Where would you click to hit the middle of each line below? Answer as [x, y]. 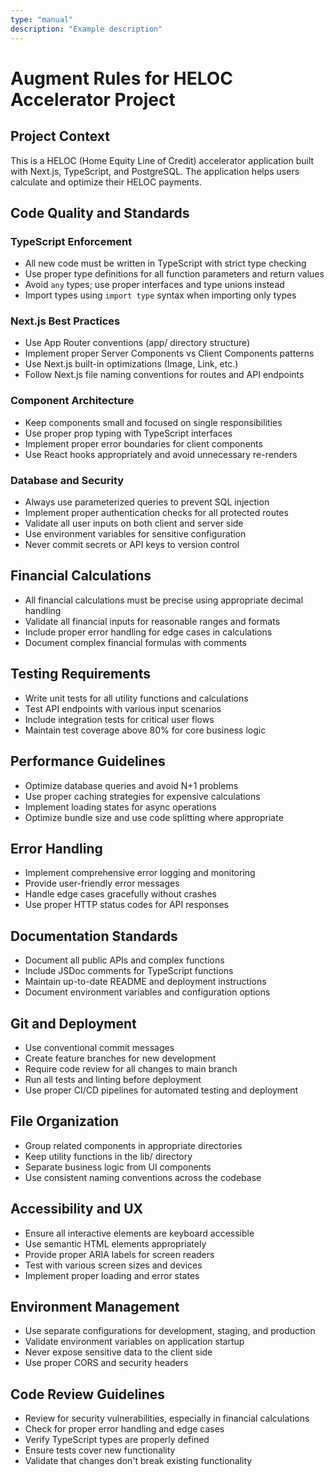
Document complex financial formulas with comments [135, 642]
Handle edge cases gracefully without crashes [120, 894]
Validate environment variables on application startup [134, 1342]
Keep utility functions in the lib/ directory [108, 1156]
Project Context [60, 136]
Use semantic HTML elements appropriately [115, 1243]
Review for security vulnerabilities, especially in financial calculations [167, 1418]
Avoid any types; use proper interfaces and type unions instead [154, 285]
